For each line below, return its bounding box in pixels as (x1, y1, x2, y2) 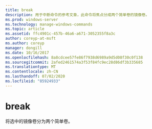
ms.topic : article (5, 27, 45, 32)
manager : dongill (5, 45, 42, 50)
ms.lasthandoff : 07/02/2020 (5, 74, 66, 79)
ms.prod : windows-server (5, 17, 58, 22)
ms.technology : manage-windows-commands (5, 21, 93, 27)
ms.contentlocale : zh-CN (5, 69, 58, 74)
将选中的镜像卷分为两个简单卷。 (5, 118, 73, 124)
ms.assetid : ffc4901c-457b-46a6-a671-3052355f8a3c (5, 31, 116, 36)
